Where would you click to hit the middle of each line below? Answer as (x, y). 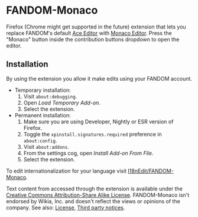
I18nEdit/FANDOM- (151, 171)
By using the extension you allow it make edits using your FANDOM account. (99, 78)
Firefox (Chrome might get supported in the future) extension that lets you (96, 27)
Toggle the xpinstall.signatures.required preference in (93, 134)
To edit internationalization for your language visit (66, 171)
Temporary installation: (43, 90)
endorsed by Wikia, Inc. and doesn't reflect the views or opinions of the (93, 201)
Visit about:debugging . (50, 96)
